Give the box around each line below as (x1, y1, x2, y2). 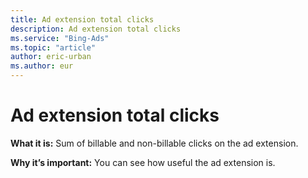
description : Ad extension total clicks (10, 24, 182, 34)
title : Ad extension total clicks (10, 14, 155, 25)
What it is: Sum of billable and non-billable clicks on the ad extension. (10, 137, 299, 149)
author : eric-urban (10, 52, 92, 62)
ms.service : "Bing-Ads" (10, 33, 110, 43)
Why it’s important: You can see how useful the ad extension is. (10, 156, 276, 168)
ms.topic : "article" (10, 42, 97, 53)
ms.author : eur (10, 61, 74, 71)
